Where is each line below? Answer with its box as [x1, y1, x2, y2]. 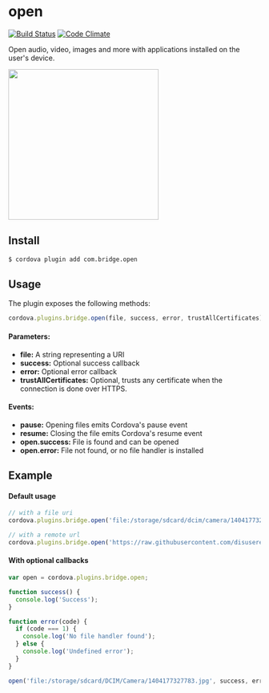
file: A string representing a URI [19, 349, 125, 359]
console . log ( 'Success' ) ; [15, 595, 98, 604]
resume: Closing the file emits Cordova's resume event [19, 428, 203, 438]
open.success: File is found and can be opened [19, 437, 179, 446]
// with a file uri [8, 509, 74, 517]
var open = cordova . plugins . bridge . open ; [8, 573, 149, 582]
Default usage [8, 491, 56, 500]
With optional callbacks [8, 556, 89, 565]
